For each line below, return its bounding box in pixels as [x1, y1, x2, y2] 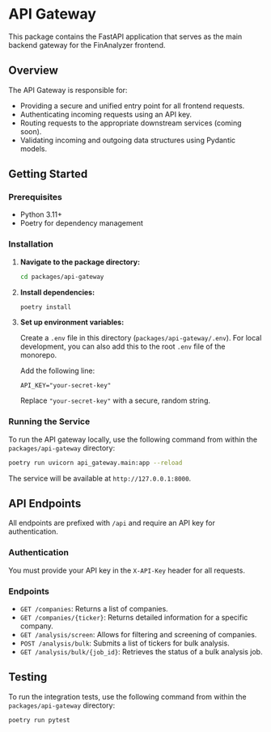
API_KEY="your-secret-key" [19, 382, 112, 390]
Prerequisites [8, 192, 62, 203]
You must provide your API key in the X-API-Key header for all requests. [8, 565, 245, 575]
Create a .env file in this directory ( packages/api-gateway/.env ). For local [19, 333, 262, 343]
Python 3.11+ [19, 209, 63, 219]
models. [19, 143, 48, 154]
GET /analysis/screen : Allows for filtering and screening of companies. [19, 630, 257, 640]
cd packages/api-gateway [19, 273, 104, 281]
